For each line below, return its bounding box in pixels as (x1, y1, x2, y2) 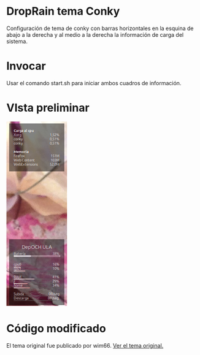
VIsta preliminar (6, 101, 90, 115)
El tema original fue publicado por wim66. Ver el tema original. (6, 342, 164, 349)
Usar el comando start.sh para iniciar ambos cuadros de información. (6, 79, 182, 86)
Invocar (6, 59, 46, 73)
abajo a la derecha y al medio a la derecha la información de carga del (6, 31, 184, 38)
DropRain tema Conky (6, 4, 120, 18)
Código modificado (6, 322, 106, 335)
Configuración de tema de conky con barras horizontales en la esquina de (6, 25, 194, 32)
